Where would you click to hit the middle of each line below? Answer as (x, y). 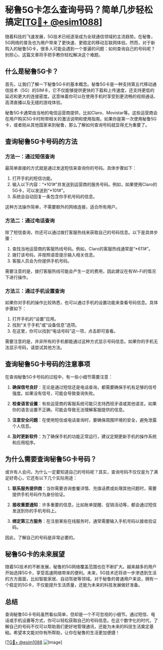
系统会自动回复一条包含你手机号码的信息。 (55, 197)
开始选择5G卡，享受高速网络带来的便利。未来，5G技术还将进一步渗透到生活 (81, 573)
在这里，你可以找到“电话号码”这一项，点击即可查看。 (65, 331)
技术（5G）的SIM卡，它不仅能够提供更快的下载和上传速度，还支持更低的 (82, 90)
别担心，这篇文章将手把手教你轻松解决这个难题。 (54, 54)
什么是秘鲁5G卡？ (32, 72)
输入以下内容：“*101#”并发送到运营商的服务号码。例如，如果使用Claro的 (85, 185)
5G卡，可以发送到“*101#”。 (40, 190)
